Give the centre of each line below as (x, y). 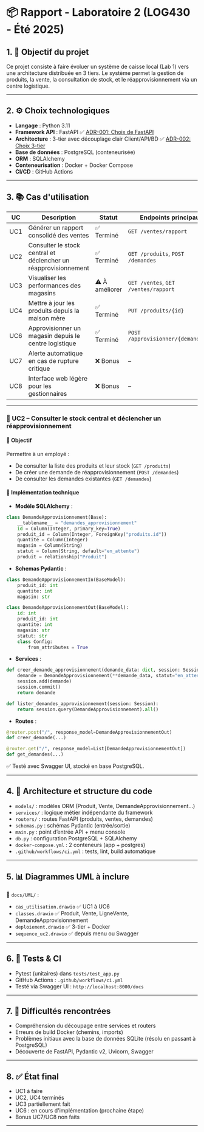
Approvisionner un (54, 328)
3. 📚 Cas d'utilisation (48, 197)
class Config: (35, 642)
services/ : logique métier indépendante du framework (84, 812)
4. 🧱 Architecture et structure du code (80, 791)
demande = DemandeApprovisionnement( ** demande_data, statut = (96, 676)
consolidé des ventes (59, 235)
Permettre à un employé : (38, 454)
